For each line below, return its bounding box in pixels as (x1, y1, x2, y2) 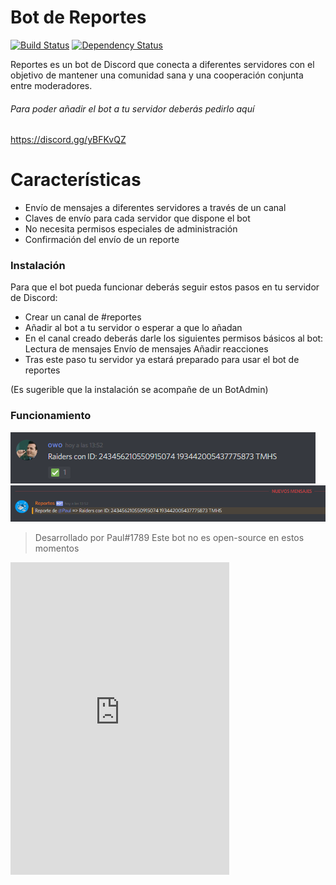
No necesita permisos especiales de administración (24, 223, 238, 235)
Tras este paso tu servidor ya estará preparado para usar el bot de (24, 354, 300, 366)
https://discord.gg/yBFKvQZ (10, 134, 127, 146)
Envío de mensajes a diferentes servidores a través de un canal (24, 202, 287, 214)
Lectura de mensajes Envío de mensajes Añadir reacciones (24, 343, 269, 355)
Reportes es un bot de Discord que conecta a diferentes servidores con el (10, 58, 315, 70)
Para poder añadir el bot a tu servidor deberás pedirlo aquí (10, 102, 255, 115)
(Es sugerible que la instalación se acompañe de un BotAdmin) (10, 384, 269, 396)
